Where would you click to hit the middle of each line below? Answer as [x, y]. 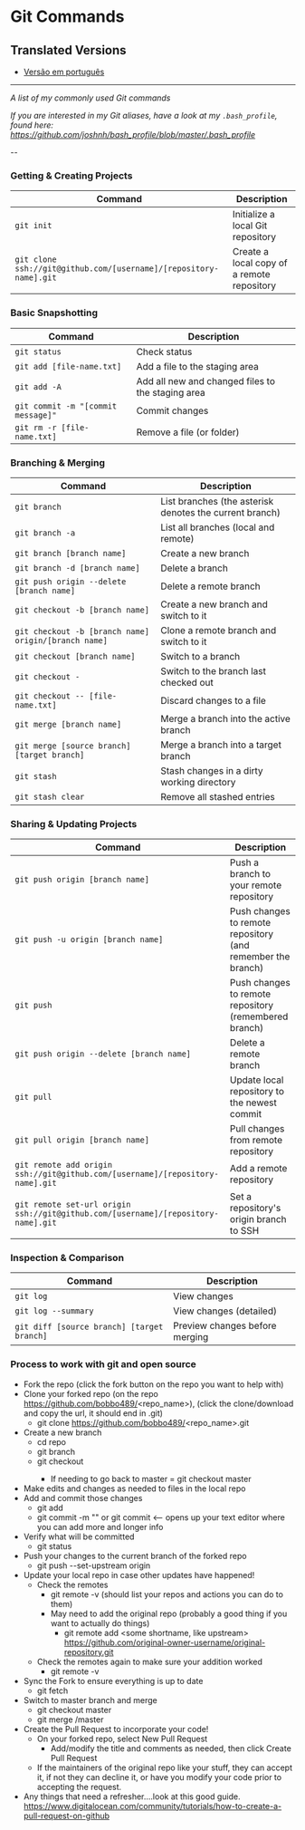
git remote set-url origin [73, 1205]
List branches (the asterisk [217, 501]
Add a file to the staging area [197, 366]
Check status [164, 352]
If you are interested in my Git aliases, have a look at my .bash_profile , [144, 116]
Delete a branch [195, 568]
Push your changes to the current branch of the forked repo [135, 1555]
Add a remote [259, 1169]
